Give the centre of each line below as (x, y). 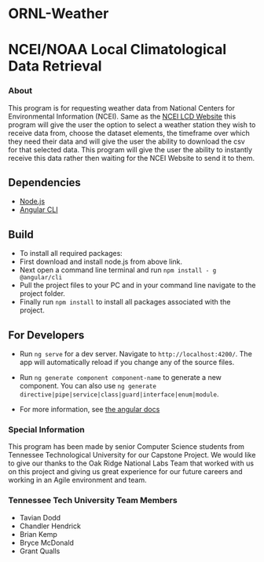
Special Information (46, 430)
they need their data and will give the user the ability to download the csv (126, 141)
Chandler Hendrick (50, 526)
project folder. (42, 294)
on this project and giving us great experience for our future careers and (125, 472)
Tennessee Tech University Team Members (93, 501)
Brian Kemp (38, 534)
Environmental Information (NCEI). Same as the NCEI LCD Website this (122, 116)
